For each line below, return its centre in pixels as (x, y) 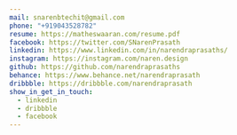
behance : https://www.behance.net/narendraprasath (105, 75)
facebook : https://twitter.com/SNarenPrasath (95, 42)
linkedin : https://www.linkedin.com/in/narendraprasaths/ (118, 51)
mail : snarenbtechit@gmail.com (67, 17)
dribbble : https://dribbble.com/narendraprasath (101, 83)
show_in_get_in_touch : (51, 91)
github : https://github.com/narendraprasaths (95, 67)
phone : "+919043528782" (53, 26)
